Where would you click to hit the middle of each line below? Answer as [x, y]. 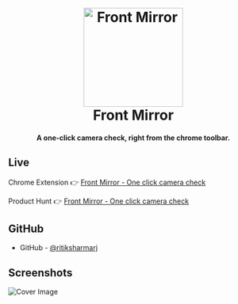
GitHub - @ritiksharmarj [58, 248]
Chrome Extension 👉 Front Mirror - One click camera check [107, 182]
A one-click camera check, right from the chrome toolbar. [133, 138]
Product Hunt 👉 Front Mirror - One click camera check [98, 201]
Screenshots [40, 273]
